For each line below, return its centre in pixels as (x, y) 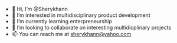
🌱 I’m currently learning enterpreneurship (62, 21)
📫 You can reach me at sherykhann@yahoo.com (71, 34)
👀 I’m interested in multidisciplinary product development (81, 15)
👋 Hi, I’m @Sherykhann (40, 9)
